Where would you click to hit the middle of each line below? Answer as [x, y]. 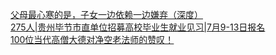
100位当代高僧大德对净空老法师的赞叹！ [92, 39]
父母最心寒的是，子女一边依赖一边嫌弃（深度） [106, 14]
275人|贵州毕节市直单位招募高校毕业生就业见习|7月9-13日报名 [138, 27]
